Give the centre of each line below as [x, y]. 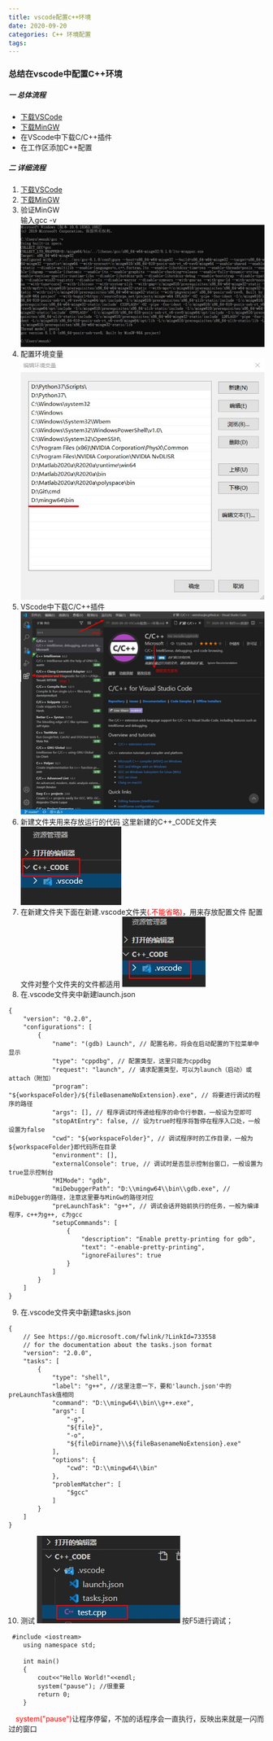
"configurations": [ [58, 1027]
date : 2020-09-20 [38, 26]
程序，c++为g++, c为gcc [45, 1215]
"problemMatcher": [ [87, 1485]
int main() [41, 1662]
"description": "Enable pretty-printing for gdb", [168, 1240]
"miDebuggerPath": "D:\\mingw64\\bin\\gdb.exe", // [141, 1189]
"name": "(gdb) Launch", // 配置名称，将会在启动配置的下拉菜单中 [156, 1044]
